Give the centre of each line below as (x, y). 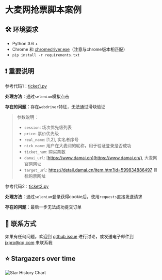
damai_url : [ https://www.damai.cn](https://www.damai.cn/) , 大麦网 (91, 157)
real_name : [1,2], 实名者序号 (51, 140)
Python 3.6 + (25, 44)
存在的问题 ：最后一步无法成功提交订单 (43, 207)
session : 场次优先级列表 (48, 127)
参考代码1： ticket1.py (26, 86)
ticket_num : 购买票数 (45, 152)
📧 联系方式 (21, 224)
